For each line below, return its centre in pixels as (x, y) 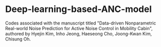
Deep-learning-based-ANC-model (78, 9)
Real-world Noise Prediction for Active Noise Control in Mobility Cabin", (79, 28)
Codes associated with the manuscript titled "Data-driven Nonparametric (81, 23)
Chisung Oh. (18, 39)
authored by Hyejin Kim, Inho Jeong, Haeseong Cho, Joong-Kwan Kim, (78, 33)
